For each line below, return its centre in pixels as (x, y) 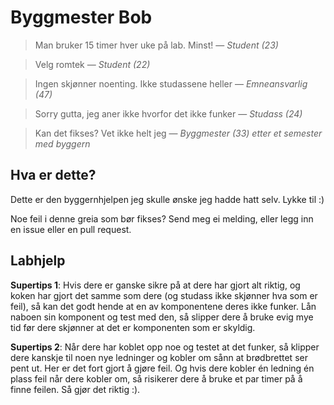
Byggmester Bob (81, 17)
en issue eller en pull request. (71, 229)
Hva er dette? (53, 175)
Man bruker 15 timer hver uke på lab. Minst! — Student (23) (156, 45)
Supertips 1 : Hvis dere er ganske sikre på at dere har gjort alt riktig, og (155, 285)
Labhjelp (38, 261)
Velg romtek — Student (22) (92, 64)
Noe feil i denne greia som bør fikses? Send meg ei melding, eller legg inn (162, 218)
